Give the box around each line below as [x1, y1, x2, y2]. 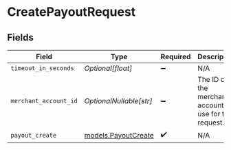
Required [160, 52, 191, 61]
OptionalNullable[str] [84, 96, 153, 105]
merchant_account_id [10, 97, 78, 105]
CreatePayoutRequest [7, 4, 136, 20]
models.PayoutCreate [84, 130, 155, 140]
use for [197, 109, 221, 118]
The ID [197, 75, 219, 84]
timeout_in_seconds [10, 65, 74, 72]
